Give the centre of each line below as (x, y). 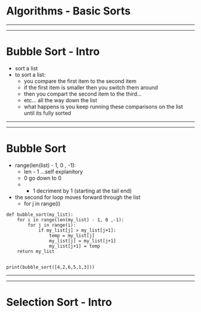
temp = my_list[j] (72, 236)
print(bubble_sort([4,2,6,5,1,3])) (51, 267)
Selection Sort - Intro (59, 302)
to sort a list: (30, 75)
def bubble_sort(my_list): (40, 215)
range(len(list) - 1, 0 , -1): (45, 165)
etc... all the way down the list (60, 100)
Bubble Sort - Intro (53, 52)
